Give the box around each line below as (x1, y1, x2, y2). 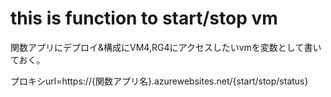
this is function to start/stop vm (10, 7, 278, 30)
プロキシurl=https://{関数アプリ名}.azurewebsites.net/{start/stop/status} (10, 75, 309, 87)
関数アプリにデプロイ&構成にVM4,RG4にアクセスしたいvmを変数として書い (10, 41, 322, 53)
